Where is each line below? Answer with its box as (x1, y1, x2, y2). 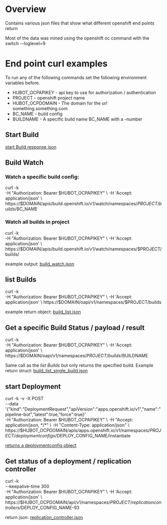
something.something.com (12, 105, 68, 111)
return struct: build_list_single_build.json (5, 368, 88, 374)
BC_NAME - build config (12, 111, 63, 117)
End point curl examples (5, 58, 108, 70)
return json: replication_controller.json (5, 514, 83, 520)
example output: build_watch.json (5, 261, 74, 267)
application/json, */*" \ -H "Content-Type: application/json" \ (5, 422, 130, 428)
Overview (5, 4, 46, 15)
